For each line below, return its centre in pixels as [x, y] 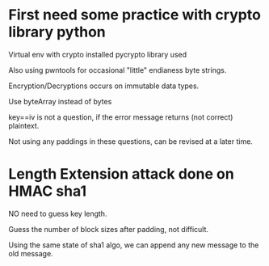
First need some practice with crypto [134, 15]
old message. [31, 253]
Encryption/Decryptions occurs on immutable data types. [104, 86]
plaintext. [24, 125]
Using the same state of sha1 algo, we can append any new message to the [134, 245]
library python [57, 32]
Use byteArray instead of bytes [60, 101]
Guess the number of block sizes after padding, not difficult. [108, 229]
